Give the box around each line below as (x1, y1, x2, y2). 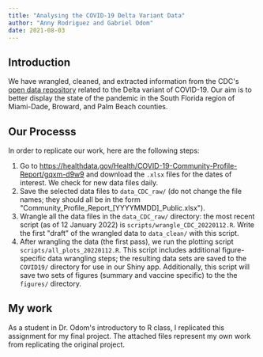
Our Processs (8, 124, 77, 139)
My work (8, 302, 53, 315)
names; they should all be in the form (19, 195, 141, 204)
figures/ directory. (19, 279, 81, 288)
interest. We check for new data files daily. (19, 178, 159, 187)
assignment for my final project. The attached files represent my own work (8, 331, 251, 340)
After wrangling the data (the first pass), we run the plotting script (19, 237, 235, 246)
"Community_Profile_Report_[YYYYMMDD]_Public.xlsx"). (19, 203, 205, 212)
